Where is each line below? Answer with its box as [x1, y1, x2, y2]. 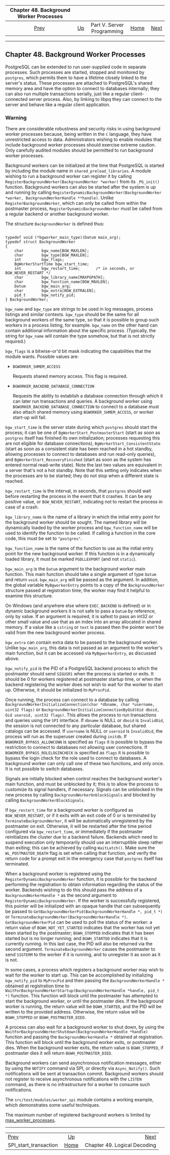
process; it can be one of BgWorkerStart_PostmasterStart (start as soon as [5, 429, 160, 436]
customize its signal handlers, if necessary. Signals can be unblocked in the [5, 786, 163, 792]
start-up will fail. [12, 414, 47, 420]
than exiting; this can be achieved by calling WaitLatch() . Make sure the [5, 845, 155, 851]
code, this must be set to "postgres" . [5, 535, 82, 542]
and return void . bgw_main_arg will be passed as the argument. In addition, [5, 576, 159, 583]
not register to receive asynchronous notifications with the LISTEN [5, 1076, 142, 1082]
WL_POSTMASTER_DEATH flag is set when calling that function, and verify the [5, 850, 157, 856]
